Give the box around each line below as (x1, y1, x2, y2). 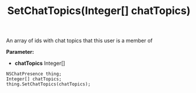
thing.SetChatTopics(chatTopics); (6, 81, 91, 87)
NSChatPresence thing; (6, 71, 62, 77)
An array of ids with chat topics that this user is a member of (6, 37, 153, 44)
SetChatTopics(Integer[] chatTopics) (7, 4, 191, 18)
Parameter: (6, 49, 34, 56)
